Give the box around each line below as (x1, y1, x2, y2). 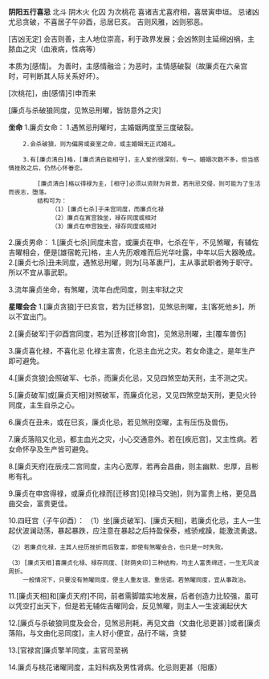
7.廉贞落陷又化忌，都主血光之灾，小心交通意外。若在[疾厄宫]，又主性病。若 (8, 435, 259, 444)
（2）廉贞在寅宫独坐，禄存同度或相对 (51, 214, 157, 222)
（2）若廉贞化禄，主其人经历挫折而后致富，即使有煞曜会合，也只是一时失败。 (8, 543, 227, 551)
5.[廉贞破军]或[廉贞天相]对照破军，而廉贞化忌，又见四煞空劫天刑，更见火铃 (8, 391, 257, 399)
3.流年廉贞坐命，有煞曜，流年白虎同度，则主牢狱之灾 (8, 284, 184, 294)
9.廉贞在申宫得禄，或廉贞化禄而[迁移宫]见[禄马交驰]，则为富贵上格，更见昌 (8, 489, 257, 498)
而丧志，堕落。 (8, 188, 51, 196)
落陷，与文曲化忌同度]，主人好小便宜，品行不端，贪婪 (8, 628, 187, 637)
